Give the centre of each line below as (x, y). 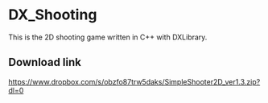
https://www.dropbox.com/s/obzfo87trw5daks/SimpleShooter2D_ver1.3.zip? (134, 81)
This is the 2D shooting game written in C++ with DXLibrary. (108, 37)
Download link (45, 62)
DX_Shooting (53, 15)
